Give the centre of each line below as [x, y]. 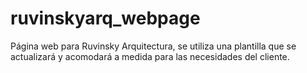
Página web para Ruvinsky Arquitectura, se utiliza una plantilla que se [153, 46]
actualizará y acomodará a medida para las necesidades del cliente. [150, 56]
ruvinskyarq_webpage [105, 18]
